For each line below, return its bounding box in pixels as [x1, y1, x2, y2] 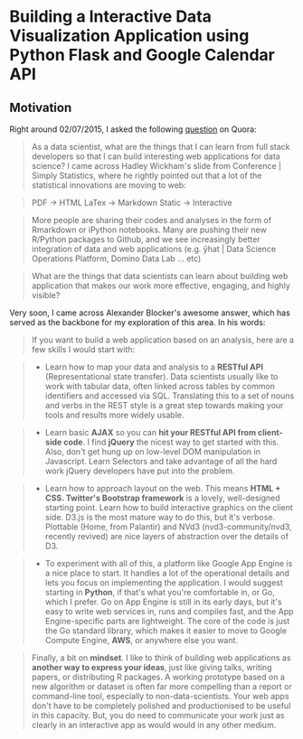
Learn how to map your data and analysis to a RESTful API [44, 361, 264, 372]
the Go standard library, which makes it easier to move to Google [44, 625, 288, 636]
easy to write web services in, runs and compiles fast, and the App [44, 606, 294, 616]
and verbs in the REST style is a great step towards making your [44, 400, 284, 410]
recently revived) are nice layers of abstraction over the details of [44, 531, 289, 541]
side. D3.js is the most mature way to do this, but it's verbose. [44, 512, 276, 522]
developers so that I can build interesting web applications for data [31, 151, 280, 162]
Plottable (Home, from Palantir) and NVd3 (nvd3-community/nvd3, [44, 521, 292, 532]
